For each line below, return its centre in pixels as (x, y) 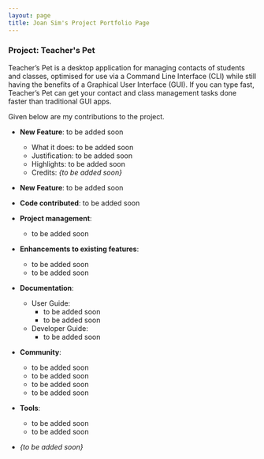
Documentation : (46, 288)
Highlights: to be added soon (78, 164)
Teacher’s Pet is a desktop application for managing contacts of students (127, 67)
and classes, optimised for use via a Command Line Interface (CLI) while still (132, 76)
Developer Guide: (59, 328)
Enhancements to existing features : (79, 249)
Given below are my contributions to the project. (87, 116)
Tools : (30, 408)
